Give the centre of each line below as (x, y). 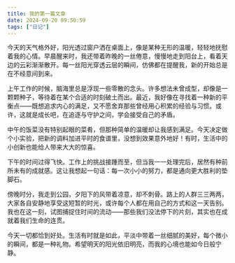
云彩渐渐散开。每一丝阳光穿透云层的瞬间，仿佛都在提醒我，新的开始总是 (123, 65)
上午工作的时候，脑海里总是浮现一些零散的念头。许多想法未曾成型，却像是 (114, 89)
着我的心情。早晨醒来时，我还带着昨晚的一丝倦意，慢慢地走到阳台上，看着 (114, 56)
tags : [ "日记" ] (28, 27)
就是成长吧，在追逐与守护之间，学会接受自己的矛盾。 (102, 115)
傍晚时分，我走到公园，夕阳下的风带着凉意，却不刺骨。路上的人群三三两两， (117, 194)
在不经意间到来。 (32, 73)
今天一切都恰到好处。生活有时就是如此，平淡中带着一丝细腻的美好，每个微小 (117, 236)
